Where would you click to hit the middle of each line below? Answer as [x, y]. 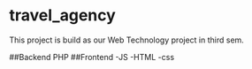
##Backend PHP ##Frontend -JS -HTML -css [92, 57]
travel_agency [63, 15]
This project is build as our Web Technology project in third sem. [127, 40]
